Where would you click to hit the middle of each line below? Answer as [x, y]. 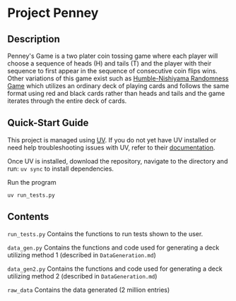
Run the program [32, 182]
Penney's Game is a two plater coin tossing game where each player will [113, 56]
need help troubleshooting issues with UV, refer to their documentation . [111, 147]
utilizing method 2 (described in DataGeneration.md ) [82, 276]
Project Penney [53, 13]
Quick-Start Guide [48, 123]
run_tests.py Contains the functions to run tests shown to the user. [105, 233]
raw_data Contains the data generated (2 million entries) [89, 290]
